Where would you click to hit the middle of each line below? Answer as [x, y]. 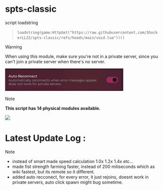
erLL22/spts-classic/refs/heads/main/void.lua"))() [71, 38]
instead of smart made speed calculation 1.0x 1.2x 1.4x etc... [73, 161]
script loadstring [22, 23]
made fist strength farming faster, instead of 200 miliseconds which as [83, 166]
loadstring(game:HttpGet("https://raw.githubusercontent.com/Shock [87, 32]
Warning [13, 47]
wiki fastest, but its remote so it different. [53, 172]
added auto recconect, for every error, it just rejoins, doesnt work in [80, 177]
